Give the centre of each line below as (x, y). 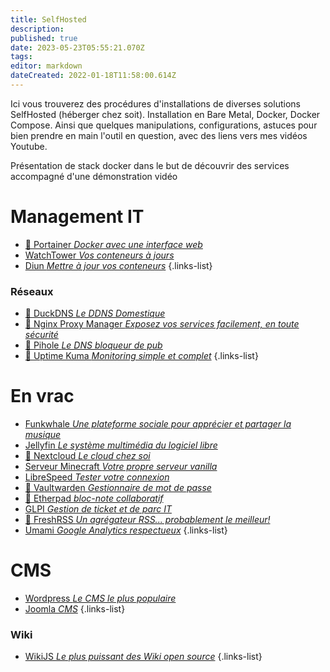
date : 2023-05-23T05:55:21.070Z (77, 47)
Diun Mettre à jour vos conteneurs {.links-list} (118, 265)
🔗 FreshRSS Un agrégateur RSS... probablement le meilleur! (147, 520)
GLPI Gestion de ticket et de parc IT (98, 509)
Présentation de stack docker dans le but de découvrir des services (150, 165)
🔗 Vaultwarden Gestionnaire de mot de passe (118, 488)
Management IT (77, 217)
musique (43, 435)
